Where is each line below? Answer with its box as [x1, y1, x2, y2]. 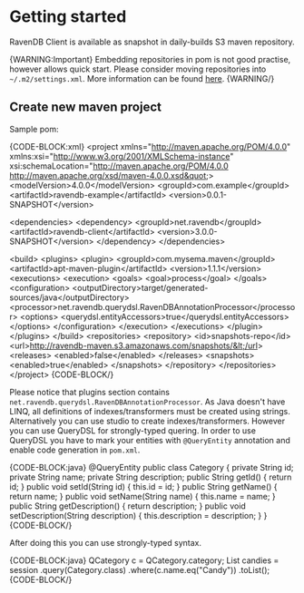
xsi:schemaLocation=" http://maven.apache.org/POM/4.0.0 [9, 160, 229, 171]
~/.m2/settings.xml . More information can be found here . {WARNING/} [9, 73, 275, 83]
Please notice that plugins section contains [9, 386, 171, 397]
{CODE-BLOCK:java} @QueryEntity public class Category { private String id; [9, 462, 294, 472]
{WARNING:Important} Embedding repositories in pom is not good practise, [9, 53, 291, 64]
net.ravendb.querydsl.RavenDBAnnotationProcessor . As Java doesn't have [9, 396, 286, 407]
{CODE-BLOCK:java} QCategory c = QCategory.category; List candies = [9, 555, 279, 566]
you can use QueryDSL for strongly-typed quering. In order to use [9, 424, 257, 436]
